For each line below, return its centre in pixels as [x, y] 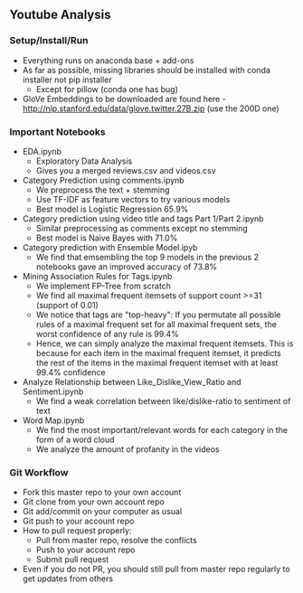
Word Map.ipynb [53, 420]
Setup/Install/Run [49, 41]
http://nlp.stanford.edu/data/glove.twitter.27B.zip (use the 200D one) [151, 108]
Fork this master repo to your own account [102, 493]
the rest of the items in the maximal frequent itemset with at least [157, 362]
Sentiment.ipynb [53, 391]
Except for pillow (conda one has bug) [107, 89]
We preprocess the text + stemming [103, 190]
